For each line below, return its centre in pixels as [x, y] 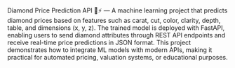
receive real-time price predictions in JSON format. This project [99, 42]
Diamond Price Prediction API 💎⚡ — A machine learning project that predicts [117, 10]
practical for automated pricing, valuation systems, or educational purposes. [117, 57]
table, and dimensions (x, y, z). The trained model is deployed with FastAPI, [116, 28]
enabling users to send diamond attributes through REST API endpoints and [116, 35]
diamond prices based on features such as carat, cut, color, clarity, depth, [114, 20]
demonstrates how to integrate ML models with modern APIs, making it [110, 50]
